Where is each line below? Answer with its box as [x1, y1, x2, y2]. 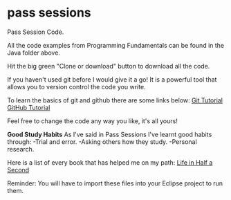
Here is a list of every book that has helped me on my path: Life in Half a [7, 158, 213, 167]
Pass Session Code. [7, 28, 64, 36]
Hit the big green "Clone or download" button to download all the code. [7, 62, 210, 70]
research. [7, 145, 35, 153]
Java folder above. [7, 48, 61, 57]
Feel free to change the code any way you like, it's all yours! [7, 116, 178, 125]
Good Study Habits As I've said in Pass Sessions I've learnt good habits [7, 130, 212, 138]
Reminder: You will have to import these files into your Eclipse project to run [7, 179, 223, 188]
